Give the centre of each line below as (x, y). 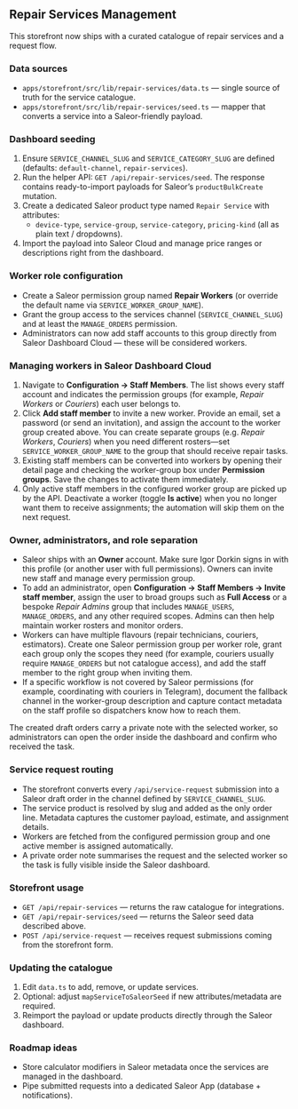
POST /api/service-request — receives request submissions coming (147, 935)
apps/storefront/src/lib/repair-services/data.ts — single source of (151, 88)
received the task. (42, 746)
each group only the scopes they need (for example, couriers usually (148, 654)
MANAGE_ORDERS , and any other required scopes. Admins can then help (148, 616)
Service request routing (61, 770)
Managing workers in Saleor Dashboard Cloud (110, 365)
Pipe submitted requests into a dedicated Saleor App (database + (141, 1086)
